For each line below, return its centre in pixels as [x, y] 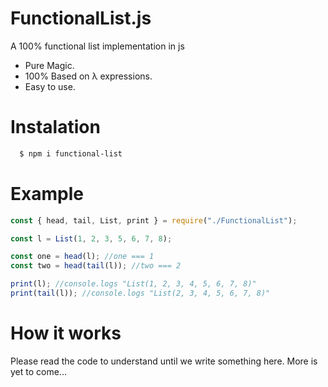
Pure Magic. [49, 65]
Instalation [55, 127]
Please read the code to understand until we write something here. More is [164, 361]
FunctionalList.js [81, 18]
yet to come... [38, 371]
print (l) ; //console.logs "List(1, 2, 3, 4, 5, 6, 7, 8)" [133, 284]
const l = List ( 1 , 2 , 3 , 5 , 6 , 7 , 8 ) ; [91, 238]
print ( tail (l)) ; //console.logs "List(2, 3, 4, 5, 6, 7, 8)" [140, 293]
